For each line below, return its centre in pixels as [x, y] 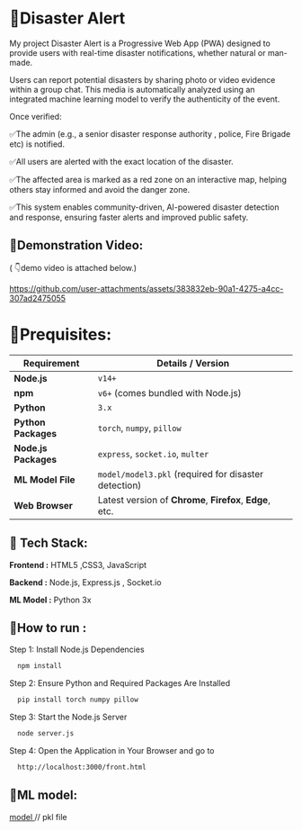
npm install [40, 666]
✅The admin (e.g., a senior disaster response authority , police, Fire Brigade [150, 133]
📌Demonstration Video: [76, 245]
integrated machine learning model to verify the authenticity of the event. [145, 99]
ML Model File [44, 479]
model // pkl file [38, 817]
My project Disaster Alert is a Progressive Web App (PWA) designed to [140, 43]
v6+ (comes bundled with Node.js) [169, 393]
